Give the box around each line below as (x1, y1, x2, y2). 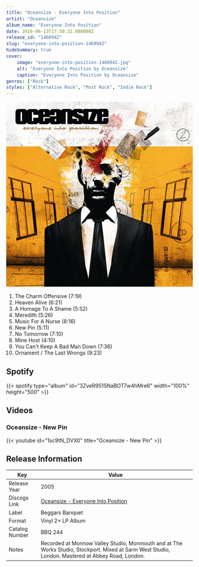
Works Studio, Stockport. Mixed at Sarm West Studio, (40, 546, 171, 553)
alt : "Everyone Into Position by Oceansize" (17, 66, 129, 72)
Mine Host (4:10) (14, 337, 56, 344)
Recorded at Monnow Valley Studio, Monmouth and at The (40, 540, 182, 547)
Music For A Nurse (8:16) (14, 318, 76, 325)
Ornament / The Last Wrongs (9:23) (14, 349, 102, 356)
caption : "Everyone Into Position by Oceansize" (17, 72, 139, 78)
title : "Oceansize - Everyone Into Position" (6, 9, 120, 15)
